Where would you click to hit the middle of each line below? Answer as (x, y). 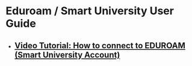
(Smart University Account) (67, 55)
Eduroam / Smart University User (90, 11)
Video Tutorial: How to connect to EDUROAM (100, 45)
